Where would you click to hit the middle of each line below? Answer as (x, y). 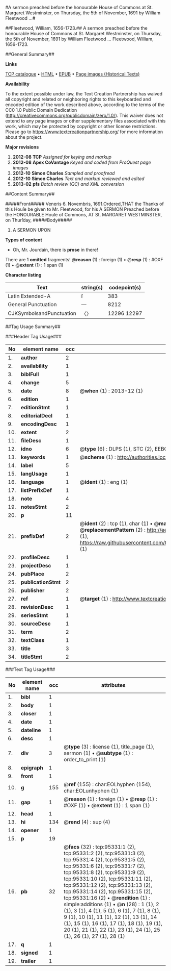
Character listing (23, 275)
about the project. (24, 137)
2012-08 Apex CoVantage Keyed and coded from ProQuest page (82, 162)
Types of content (24, 240)
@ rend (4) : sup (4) (87, 822)
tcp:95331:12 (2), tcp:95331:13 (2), (108, 885)
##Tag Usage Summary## (33, 327)
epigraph (32, 768)
